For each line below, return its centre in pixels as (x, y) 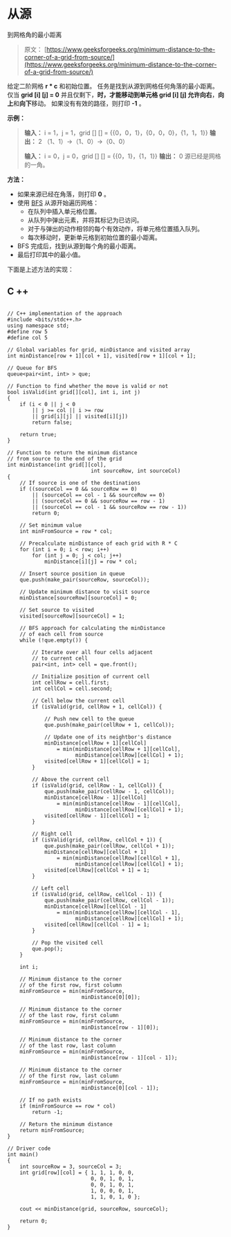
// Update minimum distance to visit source (85, 592)
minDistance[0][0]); (111, 997)
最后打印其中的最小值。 (50, 254)
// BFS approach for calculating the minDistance (93, 628)
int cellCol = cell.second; (72, 689)
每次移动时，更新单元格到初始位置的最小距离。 (94, 237)
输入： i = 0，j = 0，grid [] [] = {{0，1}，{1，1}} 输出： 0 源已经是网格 (122, 156)
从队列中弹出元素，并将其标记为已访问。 (85, 220)
